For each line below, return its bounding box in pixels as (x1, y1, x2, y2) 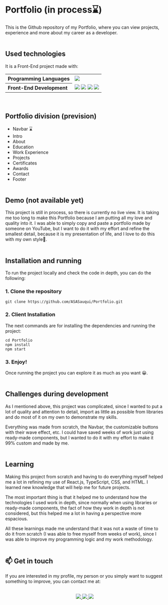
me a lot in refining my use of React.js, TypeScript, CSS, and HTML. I (5, 479, 148, 485)
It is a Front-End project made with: (5, 63, 79, 69)
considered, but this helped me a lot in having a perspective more (5, 510, 142, 516)
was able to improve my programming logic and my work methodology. (5, 536, 153, 542)
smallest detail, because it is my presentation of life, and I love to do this (5, 231, 155, 237)
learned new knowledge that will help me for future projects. (5, 484, 131, 490)
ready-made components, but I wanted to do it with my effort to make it (5, 434, 154, 440)
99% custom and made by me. (5, 440, 69, 446)
